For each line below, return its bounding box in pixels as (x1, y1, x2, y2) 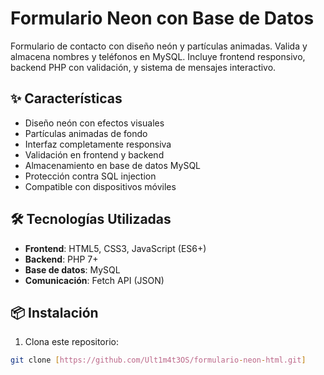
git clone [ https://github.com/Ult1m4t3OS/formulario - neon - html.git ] (10, 355, 307, 366)
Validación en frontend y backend (24, 148, 165, 161)
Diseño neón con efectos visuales (24, 117, 165, 129)
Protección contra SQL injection (24, 170, 157, 182)
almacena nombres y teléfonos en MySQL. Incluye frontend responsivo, (10, 50, 306, 62)
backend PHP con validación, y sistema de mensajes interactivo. (10, 61, 277, 73)
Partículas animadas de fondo (24, 127, 148, 139)
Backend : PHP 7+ (24, 253, 99, 265)
